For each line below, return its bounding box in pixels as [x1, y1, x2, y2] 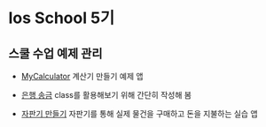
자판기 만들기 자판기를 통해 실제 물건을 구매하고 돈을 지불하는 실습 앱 [20, 108, 258, 119]
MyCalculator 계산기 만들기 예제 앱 [20, 71, 144, 81]
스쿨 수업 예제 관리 [8, 46, 103, 61]
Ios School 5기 [8, 8, 115, 28]
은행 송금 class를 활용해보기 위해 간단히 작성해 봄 [20, 90, 192, 100]
